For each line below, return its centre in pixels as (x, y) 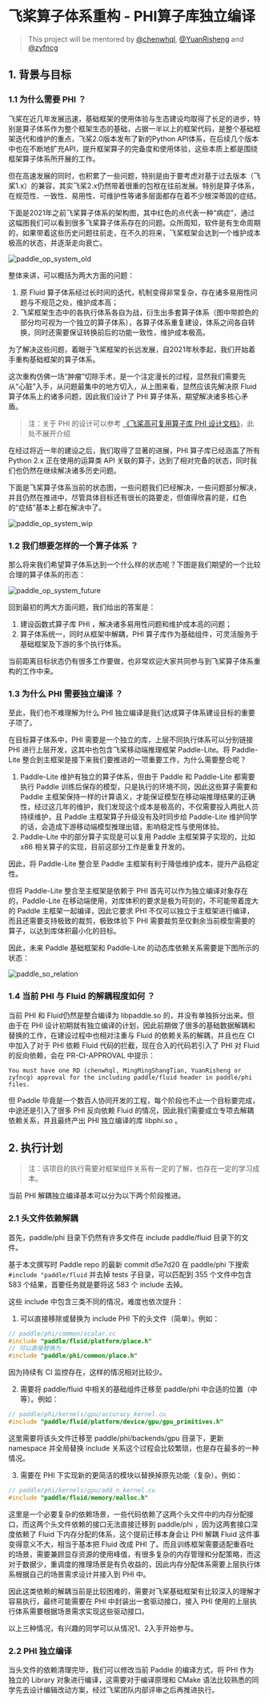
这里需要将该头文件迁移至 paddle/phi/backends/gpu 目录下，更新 (116, 1438)
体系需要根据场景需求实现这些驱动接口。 (82, 1611)
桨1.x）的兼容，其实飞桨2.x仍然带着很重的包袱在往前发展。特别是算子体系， (133, 186)
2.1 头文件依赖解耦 (43, 1218)
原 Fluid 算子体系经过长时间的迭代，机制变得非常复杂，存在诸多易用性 (135, 292)
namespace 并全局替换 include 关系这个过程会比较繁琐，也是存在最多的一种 (134, 1448)
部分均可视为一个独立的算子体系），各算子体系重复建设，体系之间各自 (134, 322)
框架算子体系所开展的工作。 (54, 159)
